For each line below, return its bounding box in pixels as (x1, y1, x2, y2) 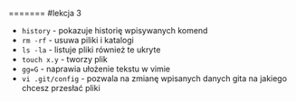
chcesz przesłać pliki (21, 83, 100, 93)
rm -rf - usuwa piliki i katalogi (21, 35, 135, 45)
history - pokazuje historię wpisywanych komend (21, 25, 208, 35)
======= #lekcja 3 (8, 8, 82, 18)
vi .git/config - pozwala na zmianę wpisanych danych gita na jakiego (21, 73, 287, 84)
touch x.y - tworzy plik (21, 54, 108, 64)
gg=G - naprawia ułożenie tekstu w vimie (21, 63, 171, 74)
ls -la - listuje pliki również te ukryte (21, 44, 161, 55)
